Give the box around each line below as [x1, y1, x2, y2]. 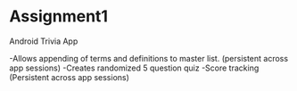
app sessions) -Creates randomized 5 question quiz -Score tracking [9, 62, 260, 73]
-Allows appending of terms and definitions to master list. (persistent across [9, 53, 288, 63]
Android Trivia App [9, 36, 78, 46]
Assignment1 [9, 6, 109, 27]
